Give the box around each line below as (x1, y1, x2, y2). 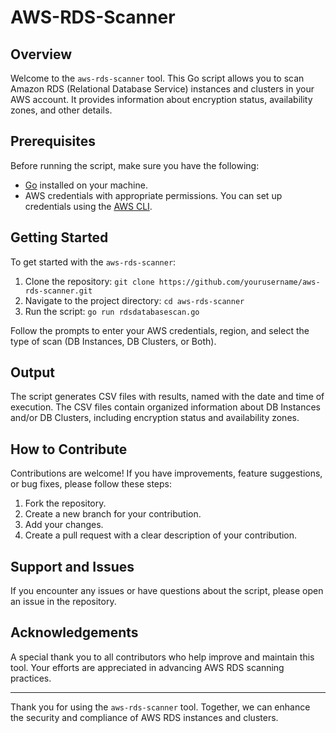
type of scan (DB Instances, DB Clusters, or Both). (10, 335, 217, 347)
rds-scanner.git (24, 286, 93, 296)
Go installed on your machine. (24, 179, 148, 191)
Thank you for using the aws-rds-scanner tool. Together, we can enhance (10, 701, 311, 713)
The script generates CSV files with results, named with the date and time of (10, 391, 325, 403)
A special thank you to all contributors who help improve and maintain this (10, 651, 315, 663)
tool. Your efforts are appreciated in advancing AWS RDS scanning (10, 661, 285, 673)
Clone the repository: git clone (24, 275, 155, 287)
